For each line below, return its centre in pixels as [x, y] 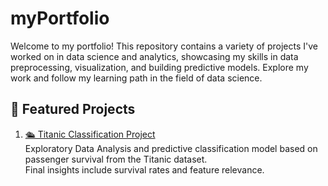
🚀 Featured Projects [73, 109]
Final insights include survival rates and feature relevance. [144, 169]
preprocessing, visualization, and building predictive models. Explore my [159, 67]
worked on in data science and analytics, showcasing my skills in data [154, 56]
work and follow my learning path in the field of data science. [136, 78]
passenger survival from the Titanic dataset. [116, 159]
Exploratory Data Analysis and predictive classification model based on [171, 148]
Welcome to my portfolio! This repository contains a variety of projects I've [164, 46]
